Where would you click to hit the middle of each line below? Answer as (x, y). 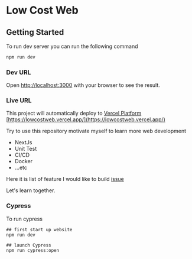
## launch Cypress (29, 245)
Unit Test (26, 149)
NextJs (23, 143)
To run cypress (25, 219)
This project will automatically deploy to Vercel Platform (74, 114)
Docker (24, 161)
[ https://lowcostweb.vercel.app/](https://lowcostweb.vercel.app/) (86, 119)
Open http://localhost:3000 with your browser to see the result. (83, 85)
